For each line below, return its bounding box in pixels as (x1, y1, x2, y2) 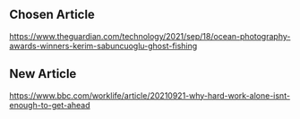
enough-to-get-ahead (9, 99, 91, 110)
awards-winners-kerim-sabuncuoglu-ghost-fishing (9, 40, 198, 51)
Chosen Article (9, 7, 96, 22)
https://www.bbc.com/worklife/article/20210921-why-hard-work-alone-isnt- (9, 89, 291, 101)
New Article (9, 66, 77, 81)
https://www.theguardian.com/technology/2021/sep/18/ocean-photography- (9, 30, 291, 41)
